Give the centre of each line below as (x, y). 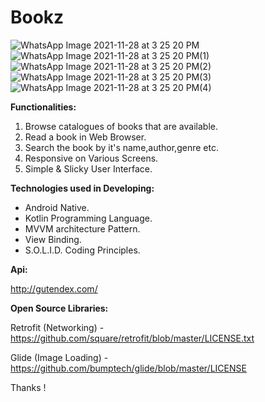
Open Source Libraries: (59, 308)
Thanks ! (28, 387)
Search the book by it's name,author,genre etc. (121, 147)
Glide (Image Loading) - (59, 357)
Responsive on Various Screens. (91, 158)
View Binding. (53, 239)
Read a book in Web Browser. (85, 137)
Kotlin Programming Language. (88, 218)
